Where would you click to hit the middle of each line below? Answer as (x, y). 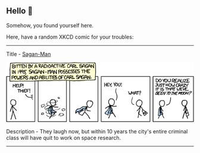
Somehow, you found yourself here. (50, 25)
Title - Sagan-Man (29, 54)
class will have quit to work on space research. (64, 138)
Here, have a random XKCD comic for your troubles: (70, 37)
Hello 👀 (20, 11)
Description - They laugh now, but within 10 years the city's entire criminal (97, 132)
